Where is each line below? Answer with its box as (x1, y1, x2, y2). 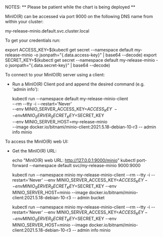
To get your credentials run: (5, 37, 61, 43)
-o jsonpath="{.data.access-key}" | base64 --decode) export (34, 52, 157, 58)
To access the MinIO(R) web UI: (5, 138, 69, 144)
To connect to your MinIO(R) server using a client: (5, 72, 105, 77)
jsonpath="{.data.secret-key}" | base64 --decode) (9, 63, 110, 68)
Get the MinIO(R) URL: (12, 148, 57, 153)
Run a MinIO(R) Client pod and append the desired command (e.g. (12, 81, 145, 87)
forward (12, 162, 28, 168)
